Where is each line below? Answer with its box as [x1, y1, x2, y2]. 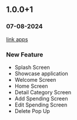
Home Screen [14, 82, 48, 89]
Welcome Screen [14, 76, 56, 83]
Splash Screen [14, 64, 50, 71]
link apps [6, 35, 28, 43]
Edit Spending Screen [14, 101, 68, 108]
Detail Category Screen [14, 88, 72, 96]
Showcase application [14, 70, 69, 77]
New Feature [6, 50, 43, 58]
